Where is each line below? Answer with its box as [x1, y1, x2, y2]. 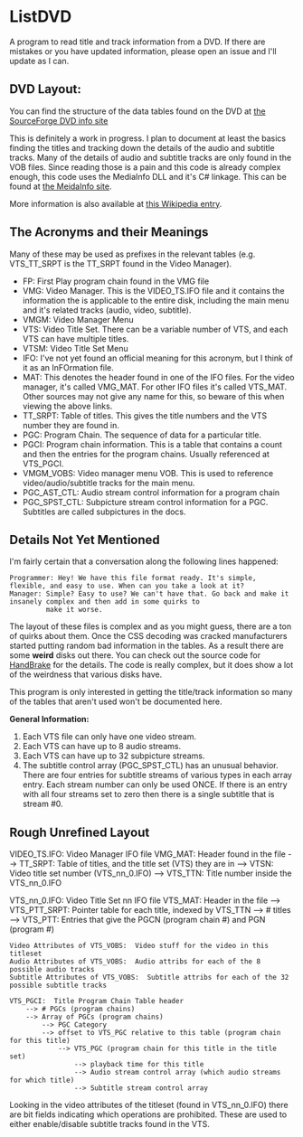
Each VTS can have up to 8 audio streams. [22, 741, 182, 752]
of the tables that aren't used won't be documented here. [9, 696, 223, 707]
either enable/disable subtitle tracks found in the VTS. [9, 1119, 211, 1130]
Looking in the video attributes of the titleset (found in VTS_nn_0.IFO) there [9, 1100, 289, 1111]
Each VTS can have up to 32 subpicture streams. [22, 750, 205, 761]
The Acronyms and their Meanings [9, 224, 209, 240]
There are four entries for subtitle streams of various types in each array [22, 770, 292, 781]
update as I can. [9, 55, 70, 66]
